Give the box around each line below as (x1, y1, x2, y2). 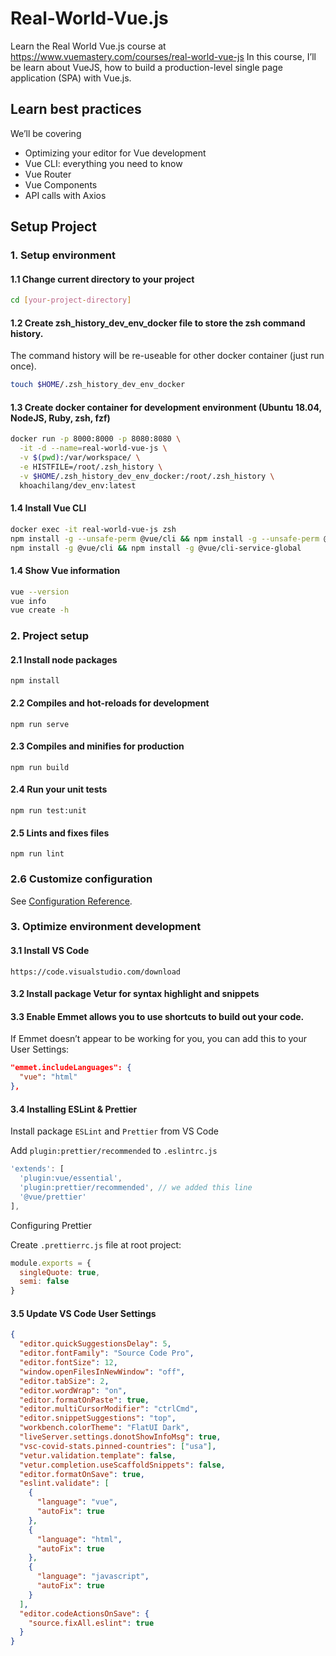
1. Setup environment (10, 248, 116, 262)
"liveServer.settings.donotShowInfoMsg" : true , (19, 1432, 222, 1442)
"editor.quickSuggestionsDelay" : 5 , (19, 1339, 172, 1349)
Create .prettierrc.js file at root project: (10, 1238, 182, 1251)
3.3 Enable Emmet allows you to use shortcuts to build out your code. (10, 1010, 305, 1022)
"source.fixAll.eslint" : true (28, 1618, 155, 1628)
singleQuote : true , (19, 1267, 101, 1277)
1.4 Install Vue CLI (10, 502, 87, 514)
